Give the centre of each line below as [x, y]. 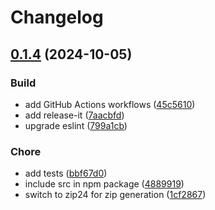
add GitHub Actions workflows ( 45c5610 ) [110, 104]
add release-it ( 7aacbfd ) [74, 115]
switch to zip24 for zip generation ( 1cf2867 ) [115, 195]
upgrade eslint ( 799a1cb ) [76, 125]
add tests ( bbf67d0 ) [66, 173]
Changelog [57, 17]
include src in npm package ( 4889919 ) [104, 184]
